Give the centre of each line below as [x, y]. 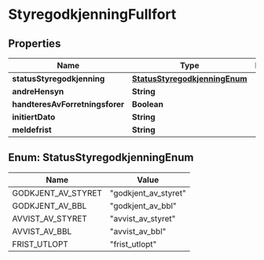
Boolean [148, 104]
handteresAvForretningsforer [68, 104]
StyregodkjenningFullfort [92, 15]
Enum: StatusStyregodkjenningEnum [101, 157]
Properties [35, 44]
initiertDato [34, 117]
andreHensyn [38, 92]
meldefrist [32, 130]
